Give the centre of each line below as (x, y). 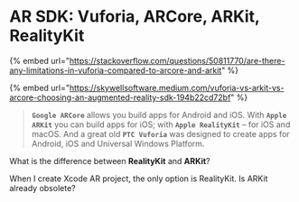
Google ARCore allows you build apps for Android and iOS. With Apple (159, 115)
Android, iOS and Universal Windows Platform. (118, 143)
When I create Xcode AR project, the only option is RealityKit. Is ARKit (139, 179)
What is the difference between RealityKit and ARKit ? (110, 161)
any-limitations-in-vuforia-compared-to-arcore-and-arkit (116, 70)
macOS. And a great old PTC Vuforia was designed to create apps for (161, 133)
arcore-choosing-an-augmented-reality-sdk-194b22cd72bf (120, 97)
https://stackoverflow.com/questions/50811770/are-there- (177, 60)
